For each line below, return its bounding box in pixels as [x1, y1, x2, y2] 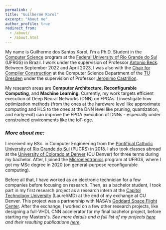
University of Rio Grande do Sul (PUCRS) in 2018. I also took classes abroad [5, 146, 161, 152]
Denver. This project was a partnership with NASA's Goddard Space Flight [5, 198, 158, 204]
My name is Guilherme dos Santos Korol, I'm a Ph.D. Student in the [5, 48, 142, 55]
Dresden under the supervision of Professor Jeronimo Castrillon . [5, 75, 138, 81]
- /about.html [9, 35, 39, 40]
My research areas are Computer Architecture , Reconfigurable [5, 85, 137, 91]
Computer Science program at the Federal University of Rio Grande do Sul [5, 54, 158, 60]
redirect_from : [5, 26, 37, 31]
